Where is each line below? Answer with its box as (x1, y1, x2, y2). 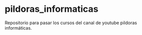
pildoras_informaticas (5, 3, 99, 15)
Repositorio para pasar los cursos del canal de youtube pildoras (5, 20, 137, 26)
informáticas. (5, 25, 32, 31)
